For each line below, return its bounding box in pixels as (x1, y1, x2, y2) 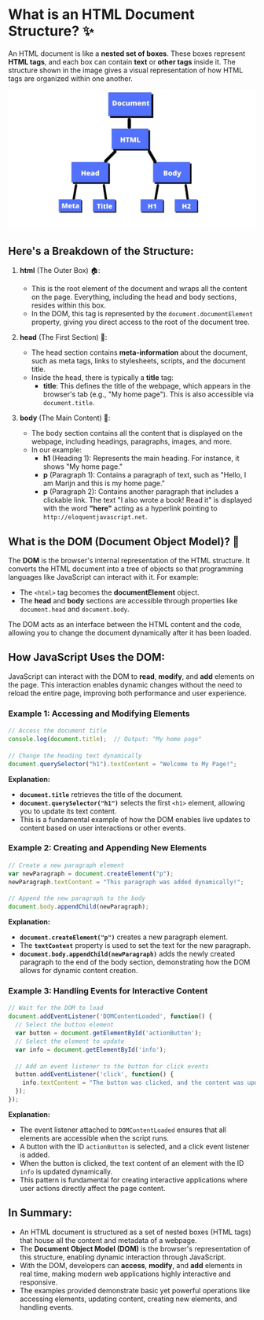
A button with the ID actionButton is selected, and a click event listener (19, 1141, 250, 1151)
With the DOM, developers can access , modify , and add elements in (19, 1260, 243, 1270)
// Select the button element (15, 1021, 114, 1029)
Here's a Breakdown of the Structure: (8, 244, 194, 257)
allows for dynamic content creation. (19, 966, 138, 975)
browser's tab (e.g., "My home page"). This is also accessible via (42, 389, 254, 399)
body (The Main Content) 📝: (19, 413, 111, 422)
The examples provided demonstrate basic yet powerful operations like (19, 1285, 251, 1295)
